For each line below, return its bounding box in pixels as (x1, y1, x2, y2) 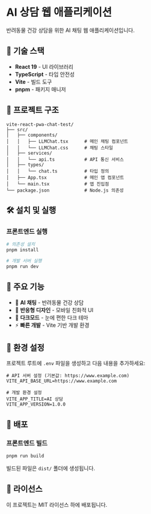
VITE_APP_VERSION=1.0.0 (6, 401, 66, 407)
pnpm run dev (6, 263, 39, 269)
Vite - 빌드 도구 (14, 78, 52, 85)
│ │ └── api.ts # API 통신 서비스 (6, 156, 125, 163)
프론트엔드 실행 (6, 227, 48, 236)
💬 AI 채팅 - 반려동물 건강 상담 (14, 299, 84, 306)
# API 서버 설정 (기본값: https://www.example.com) (6, 373, 130, 379)
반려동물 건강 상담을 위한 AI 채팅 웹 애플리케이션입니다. (6, 27, 135, 34)
